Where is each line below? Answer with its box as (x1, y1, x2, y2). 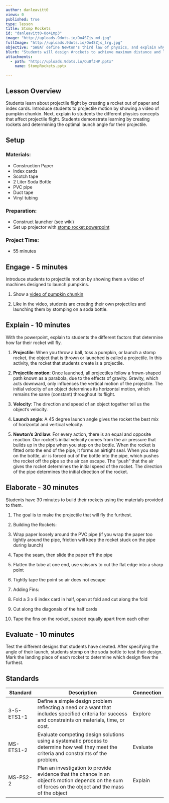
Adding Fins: (13, 586, 40, 592)
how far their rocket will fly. (6, 340, 62, 346)
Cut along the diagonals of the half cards (13, 606, 97, 612)
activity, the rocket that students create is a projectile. (13, 360, 124, 366)
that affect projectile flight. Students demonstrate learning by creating (6, 116, 150, 122)
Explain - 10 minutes (6, 321, 71, 329)
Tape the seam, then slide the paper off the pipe (13, 552, 113, 558)
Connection (132, 689, 161, 696)
